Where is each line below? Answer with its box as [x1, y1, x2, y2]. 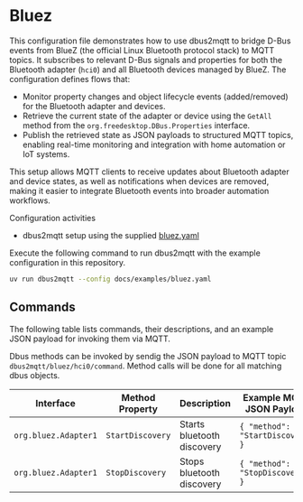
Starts [179, 417, 206, 430]
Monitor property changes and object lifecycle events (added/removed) [22, 91, 289, 102]
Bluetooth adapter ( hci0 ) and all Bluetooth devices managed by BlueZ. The [9, 64, 287, 75]
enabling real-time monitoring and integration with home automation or [22, 139, 286, 150]
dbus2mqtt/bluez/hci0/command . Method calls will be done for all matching [9, 360, 282, 371]
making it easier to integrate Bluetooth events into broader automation [9, 185, 270, 196]
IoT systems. [22, 148, 70, 159]
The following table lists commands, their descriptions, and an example [9, 323, 274, 334]
